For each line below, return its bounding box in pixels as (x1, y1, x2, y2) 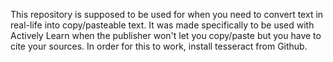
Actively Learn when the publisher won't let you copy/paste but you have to (10, 30, 322, 41)
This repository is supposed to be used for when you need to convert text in (10, 9, 324, 20)
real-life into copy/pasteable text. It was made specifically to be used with (10, 19, 315, 31)
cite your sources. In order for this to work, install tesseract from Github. (10, 40, 308, 52)
